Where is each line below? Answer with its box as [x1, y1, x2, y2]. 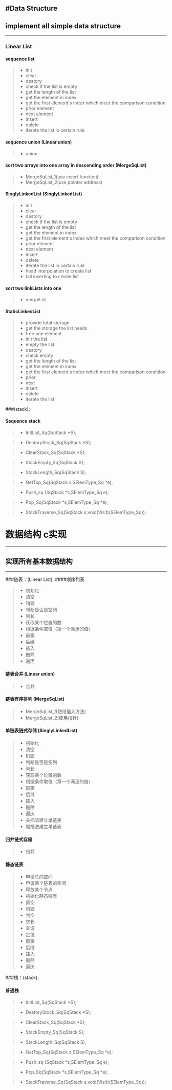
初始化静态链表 [25, 893, 57, 899]
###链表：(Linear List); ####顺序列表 [5, 576, 84, 583]
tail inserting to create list [25, 273, 79, 279]
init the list [25, 336, 48, 342]
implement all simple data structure [5, 22, 121, 30]
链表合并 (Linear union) [5, 670, 55, 677]
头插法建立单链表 [25, 817, 62, 823]
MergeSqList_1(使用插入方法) [25, 708, 86, 714]
